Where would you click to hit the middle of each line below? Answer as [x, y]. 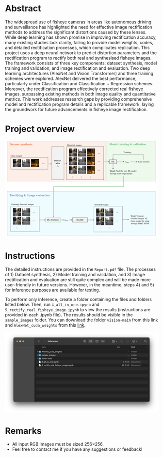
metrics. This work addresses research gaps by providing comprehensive [79, 99]
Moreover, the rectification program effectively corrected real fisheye [74, 89]
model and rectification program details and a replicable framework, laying [80, 104]
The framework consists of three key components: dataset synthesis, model [81, 63]
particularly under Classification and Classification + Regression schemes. [79, 83]
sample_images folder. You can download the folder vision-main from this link [81, 320]
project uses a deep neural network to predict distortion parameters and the [81, 53]
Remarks [24, 431]
